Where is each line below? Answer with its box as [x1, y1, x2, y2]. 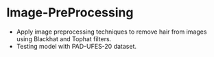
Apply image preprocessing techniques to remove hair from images [16, 27, 207, 36]
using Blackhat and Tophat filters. [16, 34, 112, 43]
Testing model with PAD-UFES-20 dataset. [16, 42, 136, 50]
